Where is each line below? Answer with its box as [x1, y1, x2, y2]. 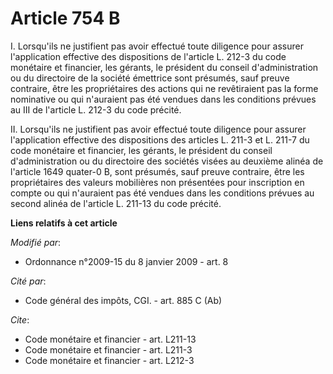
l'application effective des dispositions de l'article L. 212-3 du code [10, 50, 287, 62]
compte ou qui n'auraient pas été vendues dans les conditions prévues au [10, 187, 315, 199]
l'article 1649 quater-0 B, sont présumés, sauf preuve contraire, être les [10, 165, 305, 177]
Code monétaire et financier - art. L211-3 [24, 343, 193, 356]
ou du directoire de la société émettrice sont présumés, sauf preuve [10, 72, 290, 84]
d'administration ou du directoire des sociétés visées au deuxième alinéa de [10, 155, 324, 167]
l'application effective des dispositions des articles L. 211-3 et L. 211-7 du [10, 133, 310, 146]
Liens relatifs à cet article [10, 217, 118, 229]
